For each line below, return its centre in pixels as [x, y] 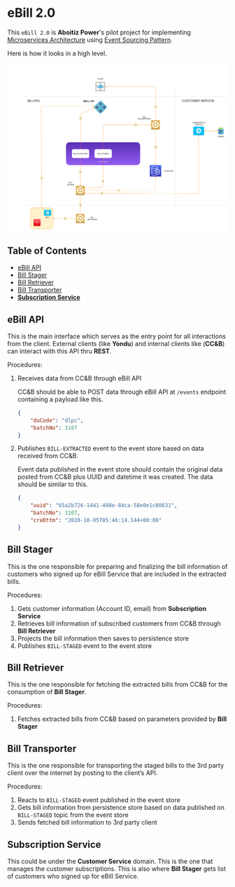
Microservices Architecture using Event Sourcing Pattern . [90, 39]
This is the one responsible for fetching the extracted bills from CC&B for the [117, 685]
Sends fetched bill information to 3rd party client [87, 823]
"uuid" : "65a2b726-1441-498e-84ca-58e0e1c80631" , [104, 506]
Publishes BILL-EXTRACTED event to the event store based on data [111, 448]
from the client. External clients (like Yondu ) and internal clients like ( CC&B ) [116, 343]
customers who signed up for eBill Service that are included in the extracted [117, 574]
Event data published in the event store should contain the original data [120, 469]
